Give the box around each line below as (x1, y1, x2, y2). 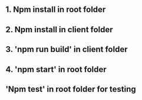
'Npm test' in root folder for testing (5, 84, 136, 94)
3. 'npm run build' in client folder (5, 44, 128, 54)
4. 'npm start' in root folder (5, 64, 107, 74)
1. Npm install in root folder (5, 5, 106, 15)
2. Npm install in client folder (5, 25, 113, 35)
